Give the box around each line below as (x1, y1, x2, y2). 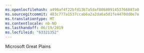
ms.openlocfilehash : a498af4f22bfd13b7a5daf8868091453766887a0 (5, 7, 140, 12)
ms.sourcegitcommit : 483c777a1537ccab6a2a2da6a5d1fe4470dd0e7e (5, 12, 140, 17)
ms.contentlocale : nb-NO (5, 21, 57, 26)
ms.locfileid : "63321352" (5, 30, 59, 35)
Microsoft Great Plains (5, 44, 51, 49)
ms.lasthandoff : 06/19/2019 (5, 26, 64, 30)
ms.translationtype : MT (5, 16, 55, 21)
